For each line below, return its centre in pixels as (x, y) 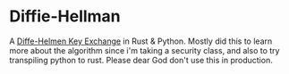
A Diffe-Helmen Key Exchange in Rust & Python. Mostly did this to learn (141, 41)
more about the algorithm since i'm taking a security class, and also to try (144, 50)
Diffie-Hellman (65, 16)
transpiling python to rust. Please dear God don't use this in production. (141, 60)
